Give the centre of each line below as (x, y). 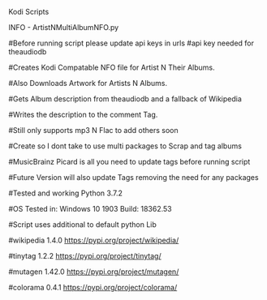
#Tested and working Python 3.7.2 (66, 193)
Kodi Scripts (29, 12)
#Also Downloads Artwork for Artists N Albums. (88, 83)
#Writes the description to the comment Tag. (83, 114)
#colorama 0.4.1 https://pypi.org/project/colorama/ (93, 287)
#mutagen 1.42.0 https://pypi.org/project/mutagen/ (94, 272)
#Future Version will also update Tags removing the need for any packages (133, 177)
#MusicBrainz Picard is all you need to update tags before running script (129, 162)
